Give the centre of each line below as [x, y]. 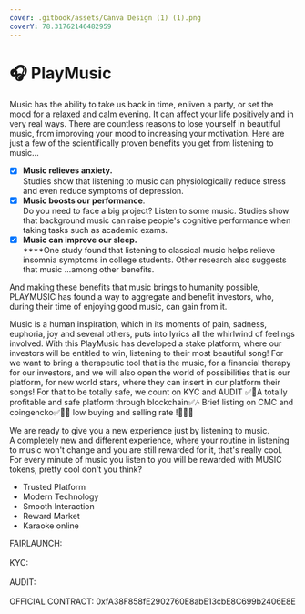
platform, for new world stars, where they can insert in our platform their [145, 382]
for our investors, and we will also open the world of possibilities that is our [150, 372]
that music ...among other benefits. [88, 269]
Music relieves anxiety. [67, 170]
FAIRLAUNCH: [36, 543]
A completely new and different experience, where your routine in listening [149, 440]
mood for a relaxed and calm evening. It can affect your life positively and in [152, 114]
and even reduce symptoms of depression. [103, 190]
